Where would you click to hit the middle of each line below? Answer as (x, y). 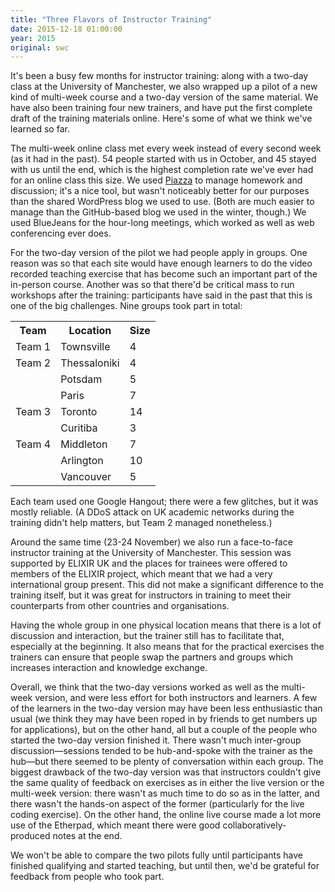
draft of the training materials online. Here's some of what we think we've (161, 118)
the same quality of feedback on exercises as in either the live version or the (167, 783)
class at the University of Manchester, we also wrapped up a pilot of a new (164, 87)
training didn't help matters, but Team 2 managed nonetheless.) (141, 523)
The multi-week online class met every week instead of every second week (166, 148)
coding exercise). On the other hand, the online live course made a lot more (166, 815)
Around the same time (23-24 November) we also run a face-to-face (151, 542)
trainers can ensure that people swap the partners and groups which (152, 657)
